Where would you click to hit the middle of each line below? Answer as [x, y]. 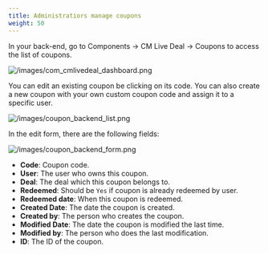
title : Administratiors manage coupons [75, 16]
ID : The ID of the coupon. [62, 241]
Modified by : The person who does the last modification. [114, 232]
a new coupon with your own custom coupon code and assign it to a [121, 94]
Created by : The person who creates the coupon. [102, 216]
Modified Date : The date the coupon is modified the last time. [122, 224]
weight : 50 [26, 23]
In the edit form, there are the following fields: [84, 134]
